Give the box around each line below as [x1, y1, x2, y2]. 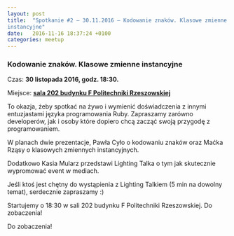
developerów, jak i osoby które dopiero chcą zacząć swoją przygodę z [7, 117, 210, 126]
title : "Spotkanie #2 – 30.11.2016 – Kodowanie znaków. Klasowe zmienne [7, 17, 228, 24]
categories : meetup [7, 36, 64, 43]
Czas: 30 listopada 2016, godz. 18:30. [7, 75, 119, 84]
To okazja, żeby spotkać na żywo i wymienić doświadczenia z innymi [7, 102, 207, 111]
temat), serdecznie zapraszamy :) [7, 188, 104, 196]
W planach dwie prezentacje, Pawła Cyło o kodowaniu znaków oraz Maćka [7, 138, 223, 147]
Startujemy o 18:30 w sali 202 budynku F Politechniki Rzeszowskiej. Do [7, 201, 212, 210]
